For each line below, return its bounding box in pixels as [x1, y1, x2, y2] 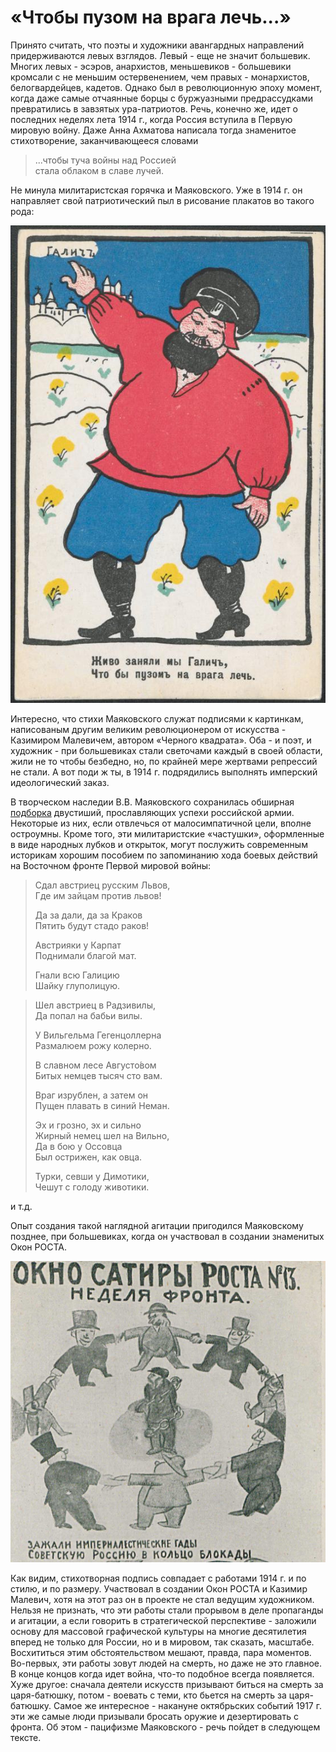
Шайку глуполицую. [34, 979, 121, 991]
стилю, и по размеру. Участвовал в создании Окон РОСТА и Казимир [10, 1583, 308, 1595]
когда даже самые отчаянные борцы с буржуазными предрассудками [10, 92, 314, 104]
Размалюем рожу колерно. [34, 1039, 152, 1051]
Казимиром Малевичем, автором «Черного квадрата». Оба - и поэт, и [10, 734, 312, 746]
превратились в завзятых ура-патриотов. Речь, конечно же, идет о [10, 102, 299, 115]
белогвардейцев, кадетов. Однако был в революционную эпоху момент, [10, 81, 323, 93]
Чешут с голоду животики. [34, 1181, 150, 1193]
